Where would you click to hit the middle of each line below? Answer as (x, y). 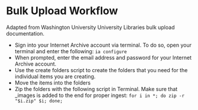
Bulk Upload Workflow (62, 11)
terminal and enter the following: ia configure (71, 51)
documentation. (25, 33)
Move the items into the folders (53, 82)
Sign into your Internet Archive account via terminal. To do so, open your (103, 45)
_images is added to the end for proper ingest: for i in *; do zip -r (100, 95)
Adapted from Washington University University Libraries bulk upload (90, 27)
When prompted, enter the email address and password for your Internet (103, 57)
